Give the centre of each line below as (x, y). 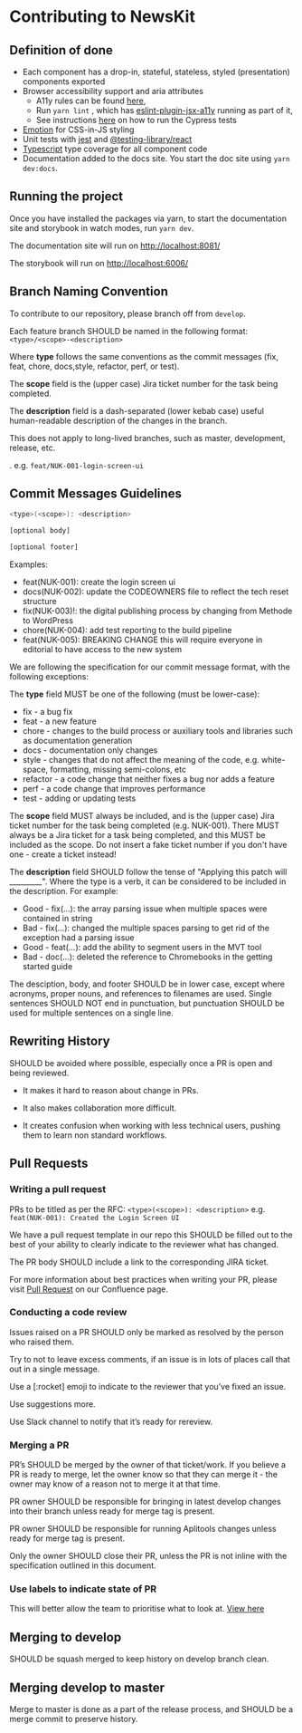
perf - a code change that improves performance (114, 789)
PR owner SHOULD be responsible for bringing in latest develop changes (146, 1502)
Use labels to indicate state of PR (83, 1589)
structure (39, 602)
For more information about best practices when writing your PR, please (143, 1279)
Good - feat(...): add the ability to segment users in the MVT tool (142, 948)
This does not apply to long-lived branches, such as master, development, (148, 438)
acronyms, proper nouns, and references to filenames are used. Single (141, 994)
